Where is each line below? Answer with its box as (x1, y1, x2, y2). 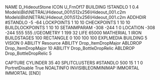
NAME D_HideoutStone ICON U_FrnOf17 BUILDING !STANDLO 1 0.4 (5, 4, 139, 10)
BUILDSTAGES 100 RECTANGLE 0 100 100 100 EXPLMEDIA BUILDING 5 (5, 35, 148, 41)
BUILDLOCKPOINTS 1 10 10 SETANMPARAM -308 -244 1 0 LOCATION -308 (5, 25, 155, 31)
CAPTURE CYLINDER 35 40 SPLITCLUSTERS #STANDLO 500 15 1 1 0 (5, 60, 143, 65)
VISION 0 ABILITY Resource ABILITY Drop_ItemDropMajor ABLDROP (5, 40, 142, 46)
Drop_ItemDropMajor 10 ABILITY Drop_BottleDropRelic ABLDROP (5, 46, 135, 51)
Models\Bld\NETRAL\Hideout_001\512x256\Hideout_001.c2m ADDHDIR (5, 15, 146, 20)
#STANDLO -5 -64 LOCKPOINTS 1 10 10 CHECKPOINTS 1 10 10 (5, 19, 130, 25)
